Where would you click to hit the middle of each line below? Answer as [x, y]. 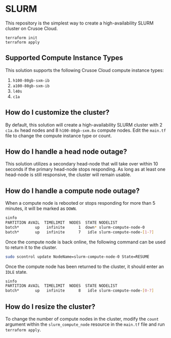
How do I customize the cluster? [57, 113]
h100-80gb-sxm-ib [31, 80]
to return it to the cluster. [31, 247]
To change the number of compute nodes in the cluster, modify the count [82, 319]
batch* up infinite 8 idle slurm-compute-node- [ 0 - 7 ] [80, 291]
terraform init [21, 38]
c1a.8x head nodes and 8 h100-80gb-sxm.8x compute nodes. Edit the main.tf [86, 130]
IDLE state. [17, 272]
